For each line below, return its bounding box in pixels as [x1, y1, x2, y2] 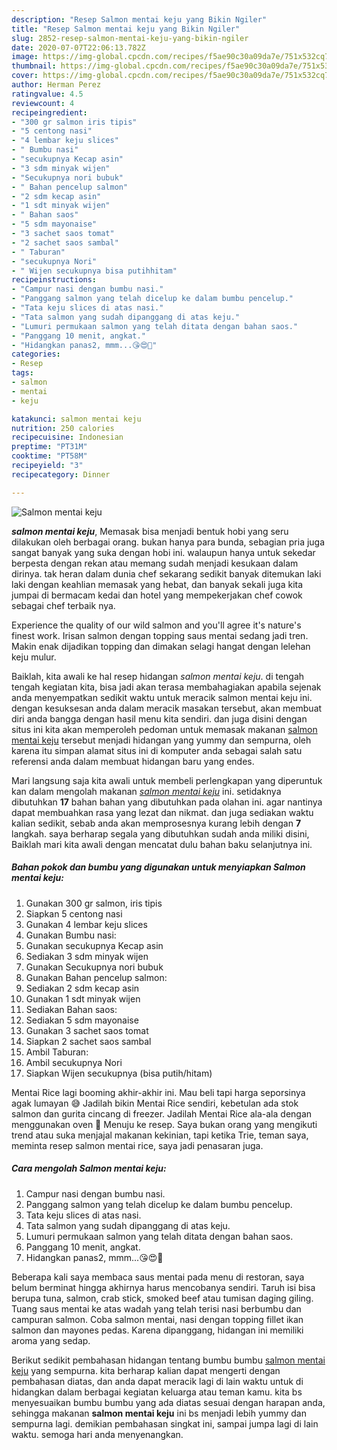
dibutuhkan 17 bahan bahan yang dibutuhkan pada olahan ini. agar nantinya [11, 796, 323, 808]
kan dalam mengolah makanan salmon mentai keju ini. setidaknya [11, 785, 282, 797]
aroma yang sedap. [11, 1334, 91, 1346]
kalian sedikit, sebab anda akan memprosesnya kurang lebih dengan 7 [11, 817, 302, 829]
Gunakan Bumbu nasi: [25, 929, 117, 941]
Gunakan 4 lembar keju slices [25, 918, 148, 930]
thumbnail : [11, 61, 57, 71]
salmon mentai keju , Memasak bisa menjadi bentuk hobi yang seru [11, 525, 289, 537]
